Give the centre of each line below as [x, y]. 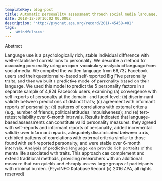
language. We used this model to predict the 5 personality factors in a [75, 86]
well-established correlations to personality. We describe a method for [76, 60]
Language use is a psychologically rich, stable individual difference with [77, 55]
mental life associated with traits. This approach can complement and [75, 153]
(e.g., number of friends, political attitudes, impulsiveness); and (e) [72, 112]
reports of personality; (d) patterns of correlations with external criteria [76, 107]
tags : [10, 28]
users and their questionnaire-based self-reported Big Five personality [76, 76]
